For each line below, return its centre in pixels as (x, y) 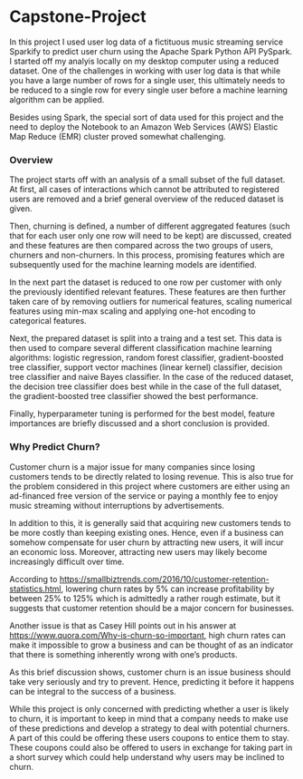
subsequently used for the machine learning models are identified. (133, 265)
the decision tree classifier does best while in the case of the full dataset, (146, 386)
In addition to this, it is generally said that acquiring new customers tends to (150, 522)
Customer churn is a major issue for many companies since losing (133, 467)
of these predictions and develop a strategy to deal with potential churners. (150, 728)
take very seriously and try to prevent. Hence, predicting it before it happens (152, 681)
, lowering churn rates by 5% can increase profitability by (168, 589)
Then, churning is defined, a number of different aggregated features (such (150, 226)
